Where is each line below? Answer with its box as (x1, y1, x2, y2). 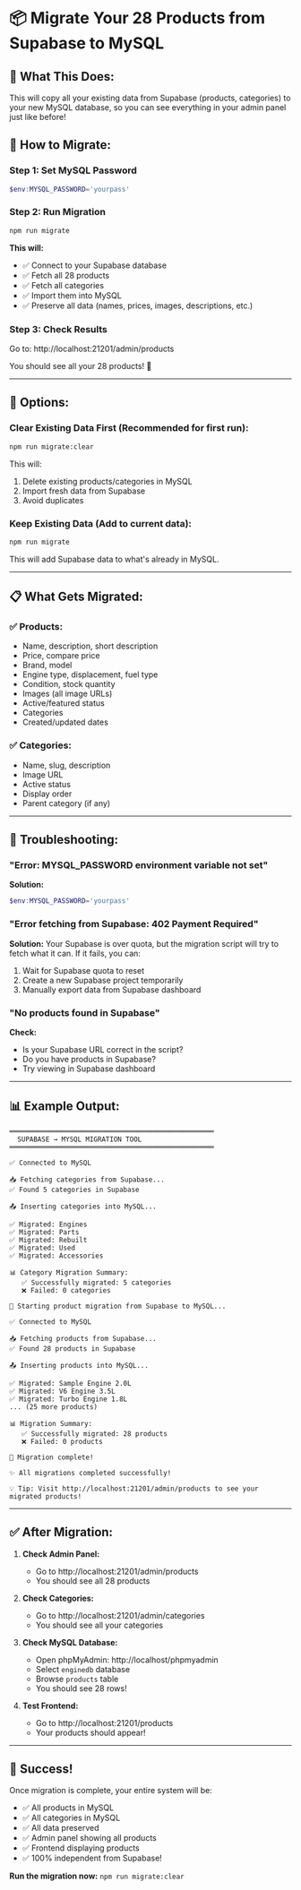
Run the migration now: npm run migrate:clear (9, 1870, 185, 1882)
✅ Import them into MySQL (21, 289, 123, 301)
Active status (21, 778, 72, 789)
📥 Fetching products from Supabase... (9, 1334, 157, 1343)
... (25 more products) (9, 1402, 99, 1412)
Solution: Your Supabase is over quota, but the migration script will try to (9, 938, 279, 949)
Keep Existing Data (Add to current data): (9, 517, 193, 529)
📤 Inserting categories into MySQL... (9, 1202, 157, 1211)
